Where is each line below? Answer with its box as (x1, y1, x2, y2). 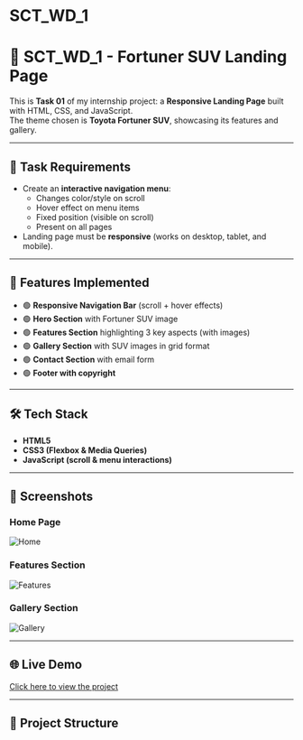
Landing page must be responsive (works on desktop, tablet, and (22, 231, 267, 242)
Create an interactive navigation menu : (22, 182, 171, 194)
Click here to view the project (9, 680, 119, 691)
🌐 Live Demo (9, 657, 83, 672)
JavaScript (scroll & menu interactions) (22, 454, 173, 465)
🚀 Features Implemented (9, 275, 150, 291)
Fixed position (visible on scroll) (35, 211, 155, 222)
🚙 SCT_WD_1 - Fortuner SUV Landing (9, 47, 288, 68)
